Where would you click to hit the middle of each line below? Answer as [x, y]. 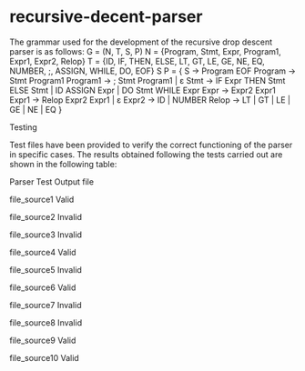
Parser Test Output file [51, 181]
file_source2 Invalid [46, 216]
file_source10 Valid [44, 357]
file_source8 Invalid [46, 322]
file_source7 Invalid [46, 305]
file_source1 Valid [42, 199]
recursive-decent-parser [106, 17]
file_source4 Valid [43, 252]
